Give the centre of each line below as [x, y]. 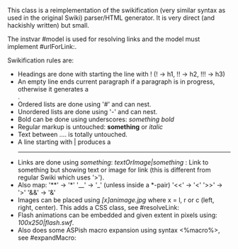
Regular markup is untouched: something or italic [90, 127]
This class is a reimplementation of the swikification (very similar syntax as [117, 10]
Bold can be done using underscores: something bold [96, 119]
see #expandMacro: [47, 238]
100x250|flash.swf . [46, 222]
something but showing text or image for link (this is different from [114, 170]
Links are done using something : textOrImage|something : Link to [113, 162]
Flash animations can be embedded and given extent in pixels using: [117, 215]
